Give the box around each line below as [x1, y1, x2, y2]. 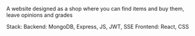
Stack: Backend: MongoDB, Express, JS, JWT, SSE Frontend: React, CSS [6, 23, 189, 30]
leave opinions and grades [6, 11, 73, 19]
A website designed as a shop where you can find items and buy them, [6, 5, 185, 12]
